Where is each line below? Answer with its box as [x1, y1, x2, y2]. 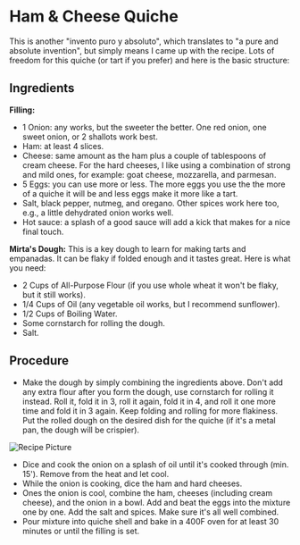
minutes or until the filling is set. [21, 525, 140, 536]
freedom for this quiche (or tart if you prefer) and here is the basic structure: [9, 54, 290, 65]
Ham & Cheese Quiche [9, 6, 179, 27]
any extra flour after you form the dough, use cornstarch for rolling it [21, 386, 274, 397]
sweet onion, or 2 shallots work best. [21, 131, 158, 142]
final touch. [21, 226, 64, 237]
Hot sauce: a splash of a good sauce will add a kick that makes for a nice [21, 216, 291, 227]
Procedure [9, 353, 70, 368]
